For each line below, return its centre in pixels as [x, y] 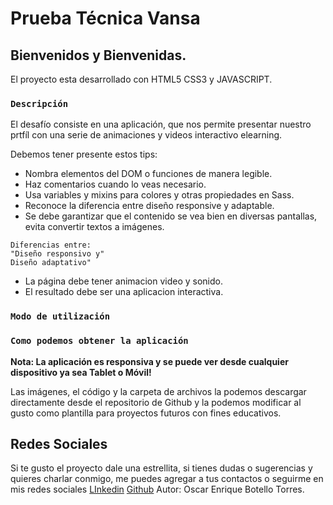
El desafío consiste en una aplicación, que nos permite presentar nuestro [161, 124]
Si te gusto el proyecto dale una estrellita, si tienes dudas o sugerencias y [161, 468]
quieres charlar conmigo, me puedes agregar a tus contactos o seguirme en [167, 479]
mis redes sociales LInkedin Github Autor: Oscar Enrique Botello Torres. [157, 489]
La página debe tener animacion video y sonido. [123, 281]
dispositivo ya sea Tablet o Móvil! [81, 372]
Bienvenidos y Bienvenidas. [98, 55]
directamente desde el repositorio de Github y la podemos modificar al [156, 402]
